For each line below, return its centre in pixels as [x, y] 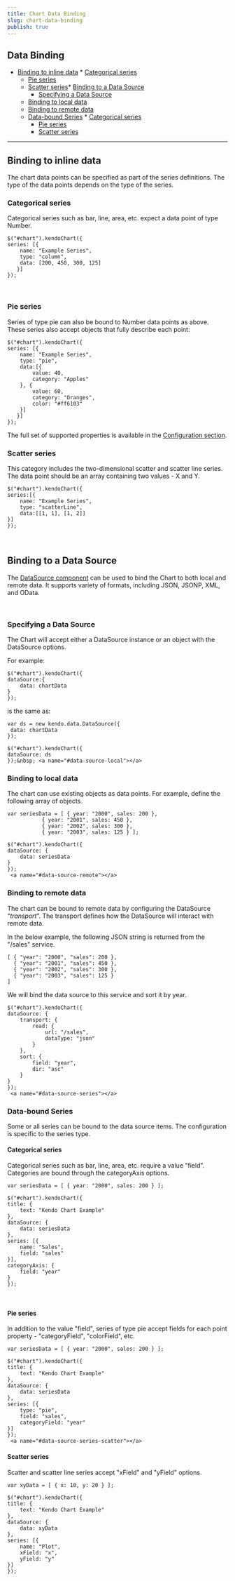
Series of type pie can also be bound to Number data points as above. [108, 322]
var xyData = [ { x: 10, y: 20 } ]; [60, 1485]
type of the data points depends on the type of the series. [91, 185]
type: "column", [44, 257]
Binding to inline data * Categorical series [77, 72]
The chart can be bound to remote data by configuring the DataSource [109, 908]
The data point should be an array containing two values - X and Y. [104, 476]
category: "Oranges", [64, 397]
